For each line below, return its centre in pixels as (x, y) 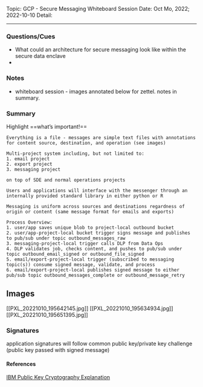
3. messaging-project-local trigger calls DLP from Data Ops (85, 243)
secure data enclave (40, 56)
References (21, 364)
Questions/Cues (31, 36)
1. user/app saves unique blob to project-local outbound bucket (90, 227)
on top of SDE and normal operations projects (66, 180)
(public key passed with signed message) (58, 350)
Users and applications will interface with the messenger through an (97, 190)
